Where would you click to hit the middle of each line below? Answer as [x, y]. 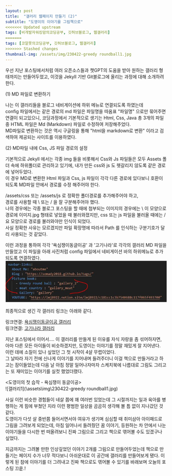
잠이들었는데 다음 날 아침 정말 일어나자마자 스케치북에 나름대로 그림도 [84, 364]
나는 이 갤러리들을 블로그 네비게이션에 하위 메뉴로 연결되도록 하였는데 [74, 105]
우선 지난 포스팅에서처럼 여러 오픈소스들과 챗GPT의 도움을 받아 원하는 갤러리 [82, 70]
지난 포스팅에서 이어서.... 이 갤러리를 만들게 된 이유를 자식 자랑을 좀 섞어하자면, [84, 339]
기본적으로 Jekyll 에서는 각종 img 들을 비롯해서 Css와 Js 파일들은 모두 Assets [83, 159]
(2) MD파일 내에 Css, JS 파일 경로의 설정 [47, 148]
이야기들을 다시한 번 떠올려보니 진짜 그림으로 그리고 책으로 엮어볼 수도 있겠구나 [84, 431]
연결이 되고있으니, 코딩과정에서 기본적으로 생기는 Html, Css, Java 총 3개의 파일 [85, 118]
